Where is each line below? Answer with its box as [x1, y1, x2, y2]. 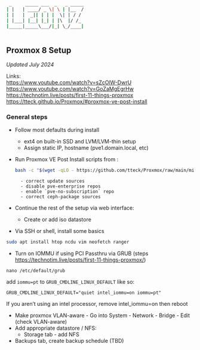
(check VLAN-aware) [14, 318, 67, 326]
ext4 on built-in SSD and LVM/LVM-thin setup [23, 138, 136, 145]
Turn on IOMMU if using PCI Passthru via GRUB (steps [14, 250, 149, 257]
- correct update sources [20, 178, 85, 185]
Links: [6, 73, 21, 80]
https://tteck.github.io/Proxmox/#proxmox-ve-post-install [6, 98, 147, 105]
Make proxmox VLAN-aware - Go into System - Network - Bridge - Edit [14, 312, 190, 319]
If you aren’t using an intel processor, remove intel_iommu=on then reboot [6, 300, 188, 308]
